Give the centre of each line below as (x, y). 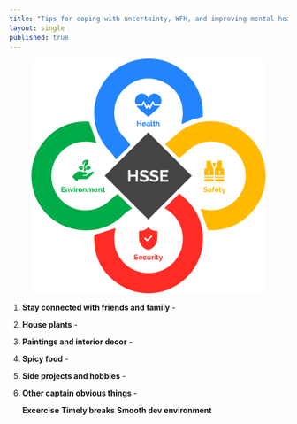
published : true (39, 37)
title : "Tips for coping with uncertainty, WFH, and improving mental (142, 19)
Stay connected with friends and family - (99, 308)
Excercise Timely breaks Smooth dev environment (117, 411)
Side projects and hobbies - (74, 376)
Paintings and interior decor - (77, 342)
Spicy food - (45, 359)
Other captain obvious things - (80, 393)
